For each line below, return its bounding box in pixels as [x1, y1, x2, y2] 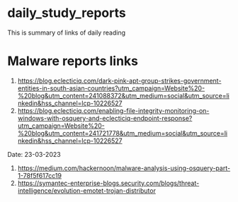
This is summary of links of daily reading [7, 28, 126, 37]
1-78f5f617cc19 [17, 171, 62, 179]
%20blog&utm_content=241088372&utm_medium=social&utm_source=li [17, 91, 230, 100]
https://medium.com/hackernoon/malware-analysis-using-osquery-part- [17, 164, 231, 172]
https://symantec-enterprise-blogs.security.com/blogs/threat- [17, 179, 200, 187]
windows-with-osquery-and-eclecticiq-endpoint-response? [17, 114, 193, 122]
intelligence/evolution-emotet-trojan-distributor [17, 186, 156, 195]
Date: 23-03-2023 [7, 150, 62, 158]
